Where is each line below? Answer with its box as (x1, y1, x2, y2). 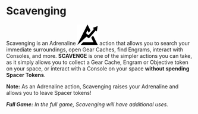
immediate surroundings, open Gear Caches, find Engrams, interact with (6, 46, 183, 53)
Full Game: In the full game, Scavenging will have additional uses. (6, 100, 168, 108)
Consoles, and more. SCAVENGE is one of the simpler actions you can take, (6, 52, 192, 59)
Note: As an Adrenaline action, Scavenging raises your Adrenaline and (6, 82, 179, 90)
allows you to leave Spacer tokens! (6, 89, 92, 96)
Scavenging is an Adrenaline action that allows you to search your (6, 39, 190, 47)
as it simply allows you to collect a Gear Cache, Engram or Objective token (6, 58, 188, 66)
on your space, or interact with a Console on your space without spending (6, 64, 190, 72)
